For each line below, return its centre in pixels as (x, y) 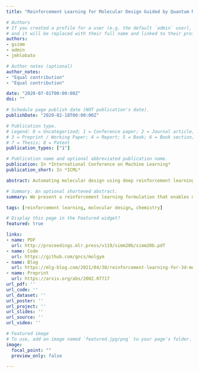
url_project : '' (26, 306)
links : (14, 235)
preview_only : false (37, 356)
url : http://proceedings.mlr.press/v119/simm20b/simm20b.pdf (89, 245)
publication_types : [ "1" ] (38, 148)
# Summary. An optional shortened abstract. (62, 191)
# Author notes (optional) (39, 66)
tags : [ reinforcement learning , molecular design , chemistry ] (84, 208)
